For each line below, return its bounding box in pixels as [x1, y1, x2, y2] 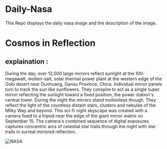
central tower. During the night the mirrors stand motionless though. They [5, 97, 156, 103]
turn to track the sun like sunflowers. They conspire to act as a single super [5, 86, 160, 92]
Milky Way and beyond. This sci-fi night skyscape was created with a [5, 107, 148, 113]
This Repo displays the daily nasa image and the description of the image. [5, 20, 157, 26]
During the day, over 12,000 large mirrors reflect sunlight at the [5, 70, 135, 76]
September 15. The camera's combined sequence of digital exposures [5, 118, 150, 124]
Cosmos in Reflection [5, 37, 96, 49]
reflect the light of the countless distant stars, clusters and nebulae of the [5, 102, 156, 108]
